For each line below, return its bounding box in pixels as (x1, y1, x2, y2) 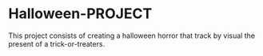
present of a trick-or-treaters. (8, 39, 106, 48)
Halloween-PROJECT (8, 5, 153, 23)
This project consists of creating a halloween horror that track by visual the (8, 31, 256, 40)
